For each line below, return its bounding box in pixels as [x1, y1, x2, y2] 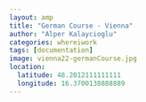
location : [9, 63, 46, 72]
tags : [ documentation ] [9, 46, 93, 55]
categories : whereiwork [9, 37, 98, 47]
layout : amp [9, 12, 53, 22]
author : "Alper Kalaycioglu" [9, 29, 118, 38]
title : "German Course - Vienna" [9, 21, 134, 30]
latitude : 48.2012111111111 [17, 71, 122, 80]
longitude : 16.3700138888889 [17, 79, 126, 88]
